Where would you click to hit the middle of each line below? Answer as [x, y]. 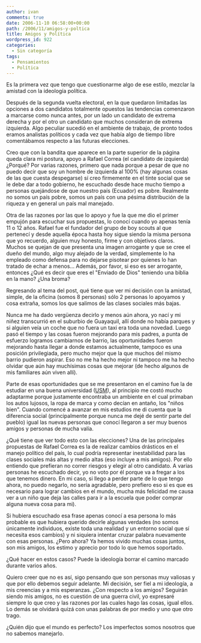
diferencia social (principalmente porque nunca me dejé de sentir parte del [98, 416]
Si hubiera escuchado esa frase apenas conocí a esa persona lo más [91, 516]
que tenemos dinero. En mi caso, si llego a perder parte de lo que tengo [95, 478]
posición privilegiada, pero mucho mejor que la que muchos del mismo [94, 353]
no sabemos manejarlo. [35, 633]
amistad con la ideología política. [47, 91]
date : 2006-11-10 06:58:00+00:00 [48, 23]
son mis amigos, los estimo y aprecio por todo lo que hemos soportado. [95, 548]
